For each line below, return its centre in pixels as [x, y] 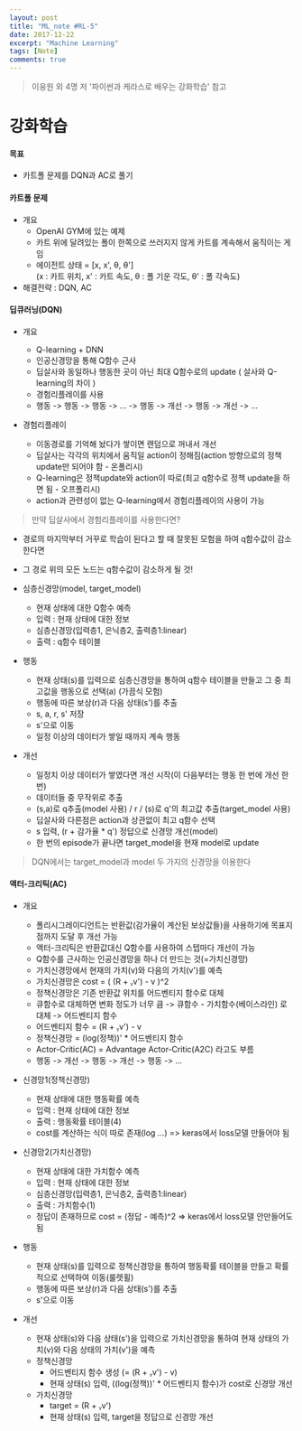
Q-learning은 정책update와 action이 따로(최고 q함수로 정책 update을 [158, 477]
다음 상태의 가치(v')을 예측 [109, 1350]
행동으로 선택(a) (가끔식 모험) [111, 691]
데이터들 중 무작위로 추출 [79, 797]
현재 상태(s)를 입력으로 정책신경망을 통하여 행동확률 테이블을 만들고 [154, 1266]
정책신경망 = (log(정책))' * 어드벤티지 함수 [110, 1038]
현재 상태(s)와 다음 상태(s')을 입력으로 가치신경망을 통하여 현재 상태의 [158, 1338]
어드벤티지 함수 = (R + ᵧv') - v [89, 1027]
